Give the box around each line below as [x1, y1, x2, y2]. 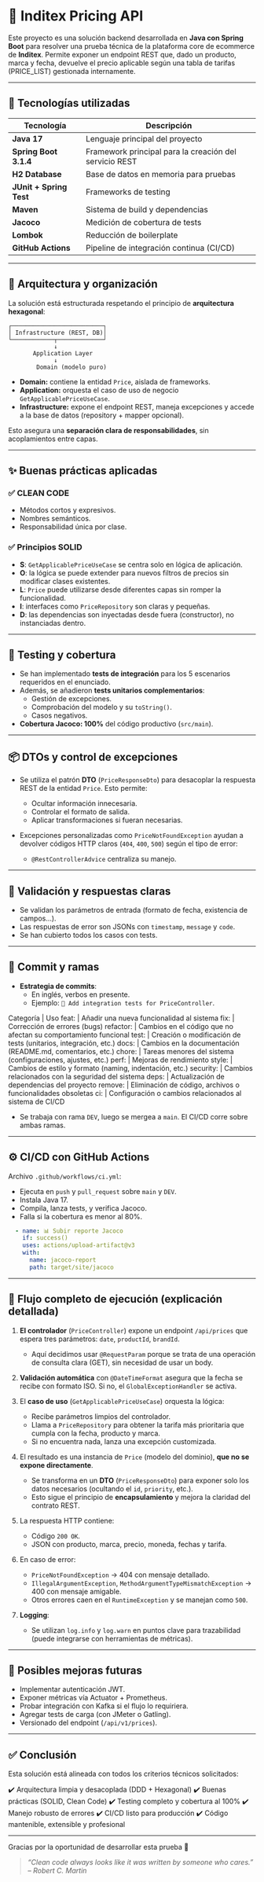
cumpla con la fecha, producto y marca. [31, 1428, 161, 1438]
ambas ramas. [19, 1120, 66, 1130]
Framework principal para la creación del [85, 145, 237, 156]
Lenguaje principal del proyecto [85, 133, 203, 144]
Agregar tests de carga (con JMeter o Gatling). [19, 1710, 171, 1719]
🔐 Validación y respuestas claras [8, 884, 171, 898]
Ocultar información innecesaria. [31, 799, 137, 808]
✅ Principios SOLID [8, 542, 82, 553]
